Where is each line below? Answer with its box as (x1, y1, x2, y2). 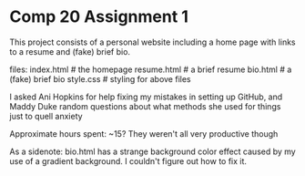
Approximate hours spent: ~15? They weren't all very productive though (9, 128, 279, 139)
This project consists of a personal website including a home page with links (9, 36, 296, 47)
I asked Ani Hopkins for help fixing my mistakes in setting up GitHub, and (9, 91, 283, 102)
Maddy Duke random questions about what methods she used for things (9, 100, 281, 111)
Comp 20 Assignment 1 (9, 6, 189, 27)
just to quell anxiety (9, 110, 84, 121)
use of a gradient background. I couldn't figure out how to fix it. (9, 155, 248, 166)
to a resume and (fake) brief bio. (9, 46, 130, 57)
